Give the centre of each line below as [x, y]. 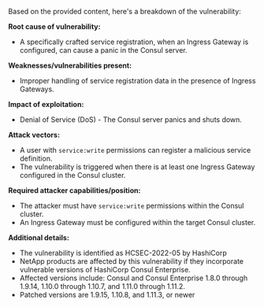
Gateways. [37, 89]
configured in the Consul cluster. [73, 175]
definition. [36, 158]
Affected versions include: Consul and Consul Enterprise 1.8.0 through [134, 278]
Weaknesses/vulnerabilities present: [70, 65]
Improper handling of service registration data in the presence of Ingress [138, 81]
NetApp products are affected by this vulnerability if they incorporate [132, 261]
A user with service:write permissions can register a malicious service [135, 150]
